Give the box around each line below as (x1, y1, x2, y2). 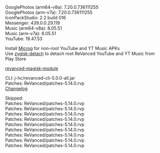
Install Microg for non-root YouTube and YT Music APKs (5, 46, 120, 51)
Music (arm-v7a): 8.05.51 (5, 31, 56, 36)
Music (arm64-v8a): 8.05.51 (5, 25, 62, 31)
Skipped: (5, 95, 23, 101)
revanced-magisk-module (5, 65, 59, 71)
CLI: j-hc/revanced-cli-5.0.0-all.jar (5, 75, 76, 81)
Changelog (5, 86, 28, 91)
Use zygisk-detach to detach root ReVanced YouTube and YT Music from (5, 51, 155, 56)
